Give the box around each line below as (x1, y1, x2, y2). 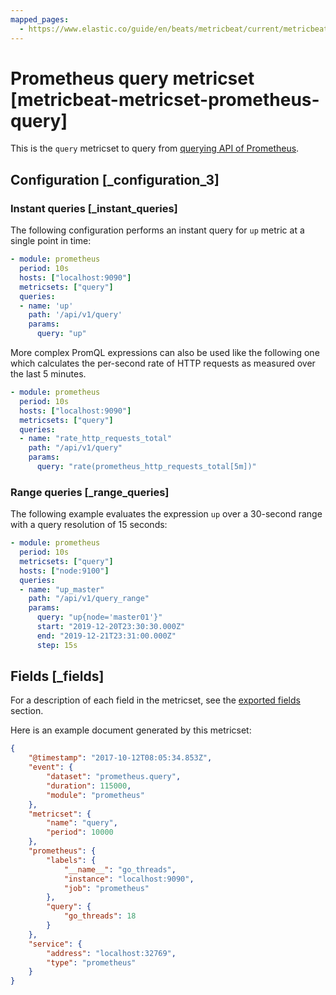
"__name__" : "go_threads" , (63, 864, 177, 875)
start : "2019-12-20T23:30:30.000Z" (36, 622, 186, 632)
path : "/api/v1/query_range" (28, 594, 150, 604)
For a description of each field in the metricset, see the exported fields (10, 694, 301, 706)
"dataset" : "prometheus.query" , (46, 772, 182, 782)
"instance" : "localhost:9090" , (63, 874, 195, 884)
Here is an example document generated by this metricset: (10, 724, 252, 736)
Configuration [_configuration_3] (10, 171, 220, 188)
